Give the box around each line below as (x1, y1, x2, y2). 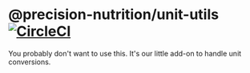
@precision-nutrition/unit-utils (8, 6, 219, 24)
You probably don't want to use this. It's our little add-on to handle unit (8, 48, 242, 58)
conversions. (8, 57, 51, 67)
